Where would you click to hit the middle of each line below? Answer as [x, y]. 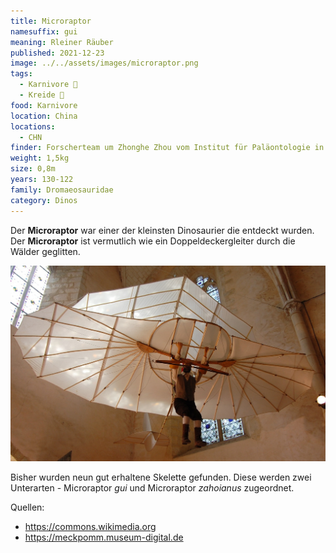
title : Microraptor [51, 21]
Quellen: [27, 507]
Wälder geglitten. [45, 251]
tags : [21, 74]
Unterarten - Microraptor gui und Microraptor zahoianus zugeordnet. [152, 488]
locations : [33, 126]
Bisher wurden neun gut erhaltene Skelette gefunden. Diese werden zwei [161, 477]
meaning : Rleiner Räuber [62, 42]
